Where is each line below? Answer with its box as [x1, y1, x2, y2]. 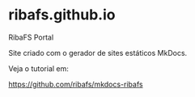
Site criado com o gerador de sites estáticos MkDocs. [8, 48, 188, 57]
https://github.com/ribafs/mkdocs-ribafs [8, 79, 143, 89]
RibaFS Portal [8, 32, 54, 42]
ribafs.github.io [8, 6, 116, 24]
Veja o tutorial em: [8, 63, 69, 74]
